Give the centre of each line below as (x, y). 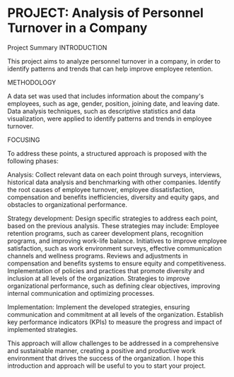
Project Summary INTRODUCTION (57, 47)
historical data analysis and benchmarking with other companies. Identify (114, 182)
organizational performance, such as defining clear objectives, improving (114, 286)
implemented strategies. (42, 329)
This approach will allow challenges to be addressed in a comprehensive (113, 343)
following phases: (33, 161)
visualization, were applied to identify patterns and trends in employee (110, 119)
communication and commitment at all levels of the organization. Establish (116, 314)
